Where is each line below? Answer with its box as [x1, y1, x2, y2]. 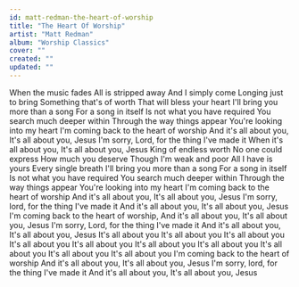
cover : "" [9, 46, 46, 55]
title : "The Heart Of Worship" [9, 21, 126, 30]
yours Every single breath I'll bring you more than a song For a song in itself [9, 162, 287, 174]
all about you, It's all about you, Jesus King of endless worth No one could [9, 143, 283, 154]
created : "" [9, 54, 54, 63]
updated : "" [9, 63, 54, 72]
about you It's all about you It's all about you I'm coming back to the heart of [9, 248, 290, 258]
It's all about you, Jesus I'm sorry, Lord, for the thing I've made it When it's [9, 135, 284, 145]
